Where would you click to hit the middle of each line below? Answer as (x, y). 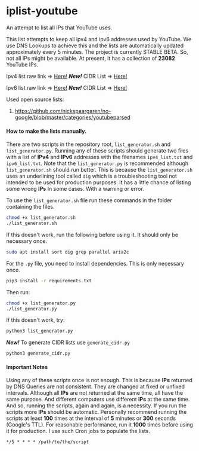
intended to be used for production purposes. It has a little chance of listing (99, 182)
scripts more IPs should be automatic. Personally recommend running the (97, 412)
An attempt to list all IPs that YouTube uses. (59, 28)
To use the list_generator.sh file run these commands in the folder (89, 200)
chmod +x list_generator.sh (41, 218)
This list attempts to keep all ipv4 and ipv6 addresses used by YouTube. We (99, 39)
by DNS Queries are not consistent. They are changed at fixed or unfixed (95, 386)
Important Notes (27, 367)
